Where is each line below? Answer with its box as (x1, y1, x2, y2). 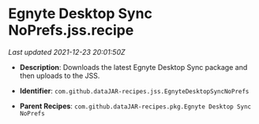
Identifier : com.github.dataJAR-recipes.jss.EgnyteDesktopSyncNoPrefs (19, 86, 250, 95)
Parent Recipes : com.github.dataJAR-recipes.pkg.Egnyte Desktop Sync (19, 101, 252, 111)
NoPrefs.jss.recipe (8, 21, 134, 39)
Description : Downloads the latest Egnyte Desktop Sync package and (19, 62, 248, 71)
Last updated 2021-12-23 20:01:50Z (8, 47, 126, 57)
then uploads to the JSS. (19, 71, 100, 80)
